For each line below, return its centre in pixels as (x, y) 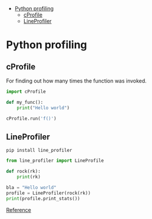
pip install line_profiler (39, 151)
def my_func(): (25, 102)
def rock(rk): (24, 171)
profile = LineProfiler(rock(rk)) (49, 193)
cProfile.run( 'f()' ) (32, 118)
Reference (19, 210)
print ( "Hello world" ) (43, 108)
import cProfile (26, 91)
